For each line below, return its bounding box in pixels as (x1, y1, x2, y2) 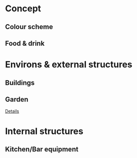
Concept (5, 3, 41, 14)
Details (5, 108, 19, 114)
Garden (5, 95, 29, 103)
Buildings (5, 78, 35, 87)
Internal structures (5, 126, 84, 137)
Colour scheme (5, 23, 53, 31)
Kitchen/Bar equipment (5, 145, 79, 153)
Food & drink (5, 39, 45, 47)
